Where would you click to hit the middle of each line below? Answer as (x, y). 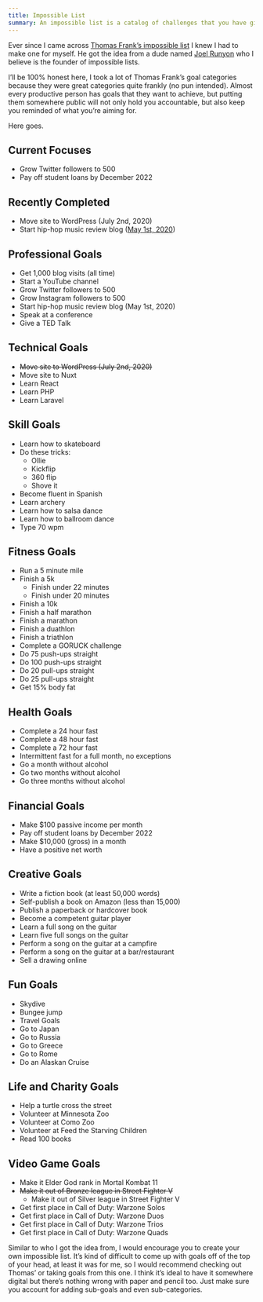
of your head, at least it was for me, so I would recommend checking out (125, 1264)
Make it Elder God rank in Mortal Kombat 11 (88, 1183)
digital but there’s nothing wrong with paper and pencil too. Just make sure (129, 1282)
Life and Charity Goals (63, 1087)
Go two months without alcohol (70, 773)
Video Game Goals (54, 1163)
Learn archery (42, 502)
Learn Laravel (41, 400)
